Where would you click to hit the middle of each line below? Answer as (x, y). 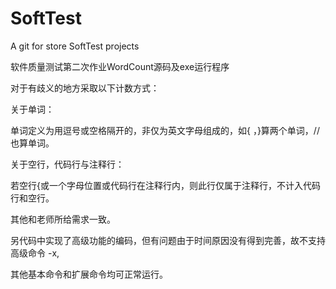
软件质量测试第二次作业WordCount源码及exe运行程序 (120, 66)
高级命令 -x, (35, 253)
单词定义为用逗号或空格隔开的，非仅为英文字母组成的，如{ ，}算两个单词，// (165, 130)
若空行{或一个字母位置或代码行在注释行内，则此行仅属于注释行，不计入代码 (165, 185)
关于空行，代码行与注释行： (67, 164)
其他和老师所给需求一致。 (63, 219)
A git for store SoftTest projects (75, 46)
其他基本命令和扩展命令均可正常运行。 (89, 274)
